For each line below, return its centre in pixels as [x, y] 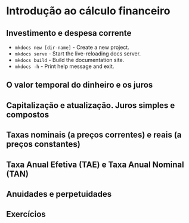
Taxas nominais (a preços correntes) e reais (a [94, 135]
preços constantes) [43, 144]
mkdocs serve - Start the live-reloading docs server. [78, 54]
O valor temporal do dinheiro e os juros [80, 85]
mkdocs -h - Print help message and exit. [64, 66]
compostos [28, 114]
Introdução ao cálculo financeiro [88, 11]
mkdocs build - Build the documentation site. [69, 60]
